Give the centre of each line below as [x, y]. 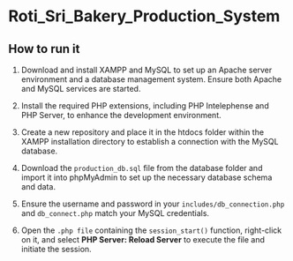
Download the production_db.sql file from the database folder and [142, 168]
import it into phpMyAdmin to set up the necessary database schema [146, 177]
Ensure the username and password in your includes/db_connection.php [153, 204]
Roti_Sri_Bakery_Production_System [144, 16]
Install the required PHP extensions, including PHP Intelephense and [145, 106]
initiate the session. [56, 249]
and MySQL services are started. [81, 89]
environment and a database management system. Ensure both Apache [151, 79]
